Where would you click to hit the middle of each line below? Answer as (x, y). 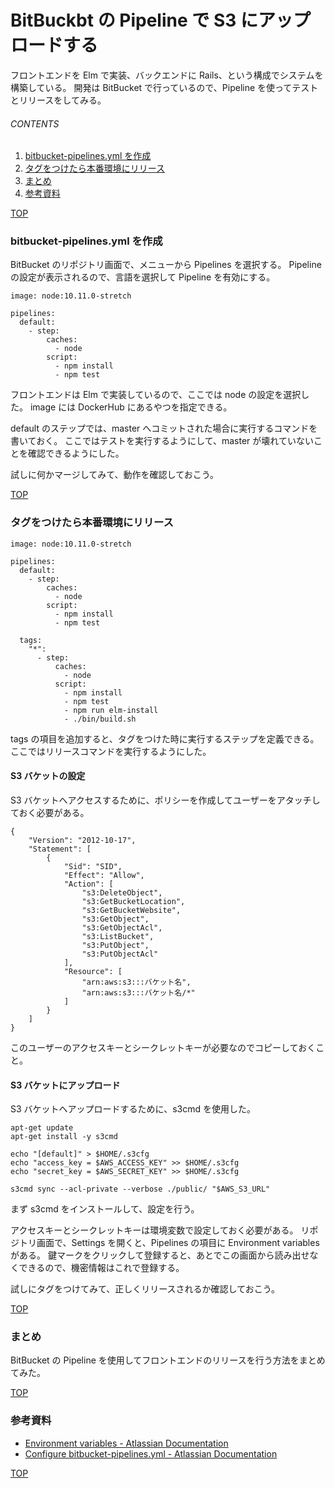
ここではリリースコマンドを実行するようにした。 (111, 751)
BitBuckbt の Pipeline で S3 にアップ (160, 20)
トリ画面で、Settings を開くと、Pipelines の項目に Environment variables (169, 1243)
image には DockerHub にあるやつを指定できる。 (131, 407)
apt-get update (42, 1128)
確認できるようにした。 (76, 453)
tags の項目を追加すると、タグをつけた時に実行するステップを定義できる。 (165, 738)
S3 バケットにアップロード (65, 1085)
